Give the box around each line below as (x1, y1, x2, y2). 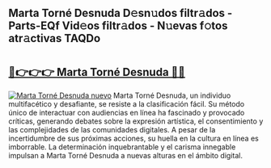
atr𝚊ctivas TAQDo (8, 31, 101, 45)
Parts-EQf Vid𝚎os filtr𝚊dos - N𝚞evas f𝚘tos (8, 19, 228, 33)
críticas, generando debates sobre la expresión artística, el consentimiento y (8, 116, 264, 126)
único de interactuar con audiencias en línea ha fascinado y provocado (8, 108, 245, 117)
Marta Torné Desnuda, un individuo (112, 90, 231, 100)
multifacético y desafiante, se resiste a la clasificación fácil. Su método (8, 99, 245, 108)
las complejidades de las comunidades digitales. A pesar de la (8, 125, 216, 134)
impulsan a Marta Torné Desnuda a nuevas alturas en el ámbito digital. (8, 151, 243, 160)
